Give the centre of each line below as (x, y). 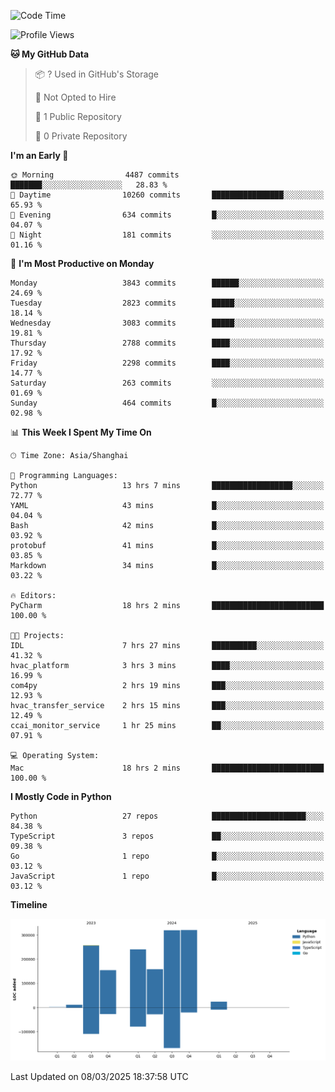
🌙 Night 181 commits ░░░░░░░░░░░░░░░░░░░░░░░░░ (167, 235)
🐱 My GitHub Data (50, 54)
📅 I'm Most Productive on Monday (82, 263)
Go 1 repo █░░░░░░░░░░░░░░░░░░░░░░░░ (167, 856)
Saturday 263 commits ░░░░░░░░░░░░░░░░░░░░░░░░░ (167, 383)
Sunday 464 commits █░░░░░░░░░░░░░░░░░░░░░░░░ (167, 403)
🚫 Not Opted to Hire (75, 97)
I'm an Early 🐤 (39, 155)
